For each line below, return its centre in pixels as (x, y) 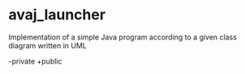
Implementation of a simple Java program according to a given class (123, 37)
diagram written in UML (47, 45)
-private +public (35, 61)
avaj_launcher (57, 15)
